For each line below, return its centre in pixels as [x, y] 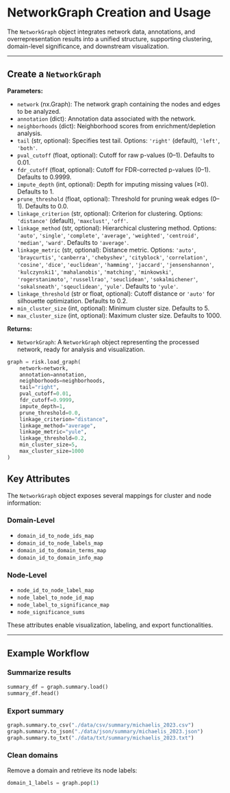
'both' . [27, 147]
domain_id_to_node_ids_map [55, 536]
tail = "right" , [39, 388]
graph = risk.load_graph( [44, 362]
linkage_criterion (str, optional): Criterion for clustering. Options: [110, 213]
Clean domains [33, 755]
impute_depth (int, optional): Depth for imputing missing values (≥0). [113, 184]
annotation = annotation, [53, 375]
